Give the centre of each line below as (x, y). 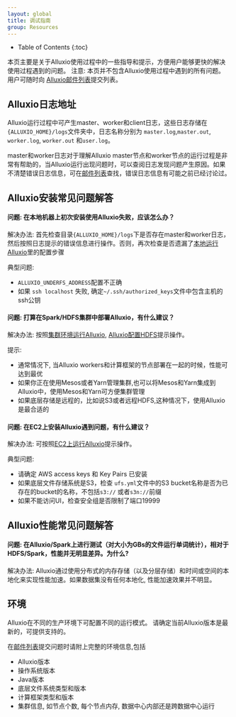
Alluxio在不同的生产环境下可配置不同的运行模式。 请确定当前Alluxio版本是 (115, 623)
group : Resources (33, 27)
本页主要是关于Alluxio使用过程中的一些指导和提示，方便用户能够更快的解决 (117, 62)
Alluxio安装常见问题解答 (60, 198)
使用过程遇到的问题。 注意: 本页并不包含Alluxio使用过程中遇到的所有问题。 (116, 71)
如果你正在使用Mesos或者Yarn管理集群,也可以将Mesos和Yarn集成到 (117, 382)
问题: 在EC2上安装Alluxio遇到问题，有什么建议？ (79, 427)
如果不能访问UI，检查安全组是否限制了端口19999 (89, 500)
